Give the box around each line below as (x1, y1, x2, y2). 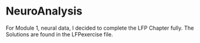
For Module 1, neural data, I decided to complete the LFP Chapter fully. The (5, 24, 195, 31)
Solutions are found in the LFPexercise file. (5, 30, 113, 38)
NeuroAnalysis (5, 4, 83, 18)
